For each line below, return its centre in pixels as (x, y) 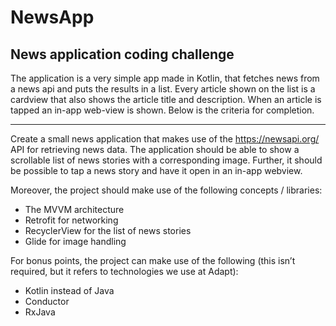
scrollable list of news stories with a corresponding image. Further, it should (166, 160)
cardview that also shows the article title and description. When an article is (166, 99)
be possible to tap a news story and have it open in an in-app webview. (156, 170)
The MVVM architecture (74, 209)
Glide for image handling (75, 241)
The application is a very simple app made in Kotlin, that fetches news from (165, 78)
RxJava (40, 312)
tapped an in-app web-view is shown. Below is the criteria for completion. (162, 110)
